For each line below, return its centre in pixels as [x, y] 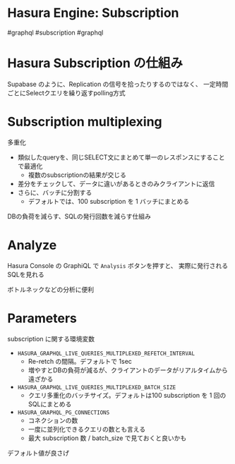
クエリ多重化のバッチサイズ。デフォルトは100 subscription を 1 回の [127, 395]
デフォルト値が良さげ [38, 453]
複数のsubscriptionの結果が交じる [77, 175]
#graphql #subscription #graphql [55, 32]
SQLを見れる [26, 274]
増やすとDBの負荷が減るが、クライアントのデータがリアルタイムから [128, 370]
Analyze [32, 245]
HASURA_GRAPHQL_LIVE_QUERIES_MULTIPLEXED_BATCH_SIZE [97, 387]
